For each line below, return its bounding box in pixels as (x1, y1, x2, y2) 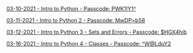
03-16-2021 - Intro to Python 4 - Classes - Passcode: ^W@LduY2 (6, 40, 172, 47)
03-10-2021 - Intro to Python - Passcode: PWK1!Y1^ (6, 5, 137, 12)
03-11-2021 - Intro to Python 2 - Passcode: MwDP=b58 (6, 17, 145, 23)
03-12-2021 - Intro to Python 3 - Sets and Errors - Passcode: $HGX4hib (6, 28, 187, 36)
